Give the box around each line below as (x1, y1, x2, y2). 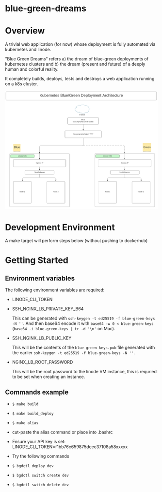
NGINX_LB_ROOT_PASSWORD (12, 359, 73, 365)
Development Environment (5, 222, 115, 233)
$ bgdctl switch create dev (12, 473, 69, 478)
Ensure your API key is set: (12, 439, 66, 445)
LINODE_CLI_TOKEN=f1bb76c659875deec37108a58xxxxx (12, 444, 128, 450)
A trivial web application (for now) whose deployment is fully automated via (5, 41, 156, 47)
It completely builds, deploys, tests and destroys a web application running (5, 76, 155, 82)
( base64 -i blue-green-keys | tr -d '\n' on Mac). (12, 326, 115, 332)
